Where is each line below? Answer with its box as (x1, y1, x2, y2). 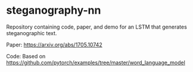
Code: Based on (6, 52, 46, 60)
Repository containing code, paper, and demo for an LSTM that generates (6, 23, 188, 30)
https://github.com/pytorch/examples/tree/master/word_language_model (6, 59, 186, 66)
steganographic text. (6, 29, 57, 36)
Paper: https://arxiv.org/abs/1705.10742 (6, 41, 102, 48)
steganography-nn (6, 4, 101, 17)
